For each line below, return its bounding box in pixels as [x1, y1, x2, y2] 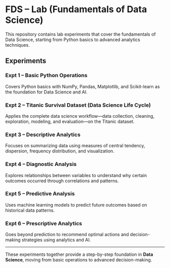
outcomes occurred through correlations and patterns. [5, 178, 119, 184]
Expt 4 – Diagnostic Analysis [5, 161, 77, 168]
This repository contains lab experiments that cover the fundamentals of [5, 31, 156, 37]
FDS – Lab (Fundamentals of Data [5, 4, 147, 15]
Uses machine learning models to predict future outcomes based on [5, 202, 148, 208]
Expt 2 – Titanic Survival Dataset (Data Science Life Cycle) [5, 102, 151, 109]
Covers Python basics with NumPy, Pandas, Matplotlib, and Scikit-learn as [5, 83, 160, 89]
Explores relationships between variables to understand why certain [5, 172, 147, 178]
